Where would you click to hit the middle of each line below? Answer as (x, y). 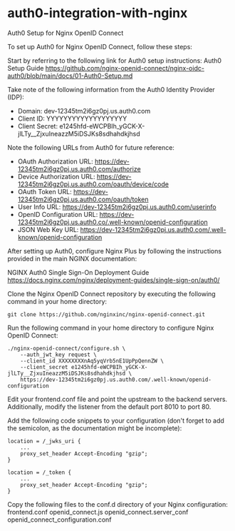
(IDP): (16, 97)
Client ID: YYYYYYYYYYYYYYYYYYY (72, 118)
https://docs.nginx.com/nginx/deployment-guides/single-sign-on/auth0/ (114, 280)
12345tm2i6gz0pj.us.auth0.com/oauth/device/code (93, 184)
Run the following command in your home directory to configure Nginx (111, 328)
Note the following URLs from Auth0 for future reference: (91, 147)
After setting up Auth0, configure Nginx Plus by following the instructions (115, 251)
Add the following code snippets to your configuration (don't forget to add (116, 420)
